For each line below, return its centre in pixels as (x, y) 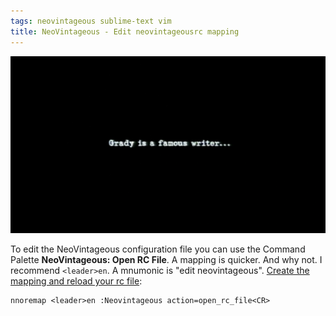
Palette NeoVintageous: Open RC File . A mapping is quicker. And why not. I (166, 259)
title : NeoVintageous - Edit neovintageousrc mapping (125, 31)
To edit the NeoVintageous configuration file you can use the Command (158, 249)
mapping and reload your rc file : (76, 281)
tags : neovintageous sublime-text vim (91, 21)
